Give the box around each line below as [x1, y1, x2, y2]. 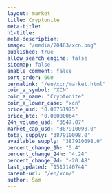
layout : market [7, 10, 51, 17]
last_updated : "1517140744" [7, 163, 88, 171]
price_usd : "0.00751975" [7, 106, 78, 113]
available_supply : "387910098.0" [7, 138, 103, 145]
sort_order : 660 [7, 74, 54, 81]
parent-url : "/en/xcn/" [7, 170, 76, 177]
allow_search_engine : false [7, 55, 88, 62]
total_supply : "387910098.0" [7, 131, 91, 138]
